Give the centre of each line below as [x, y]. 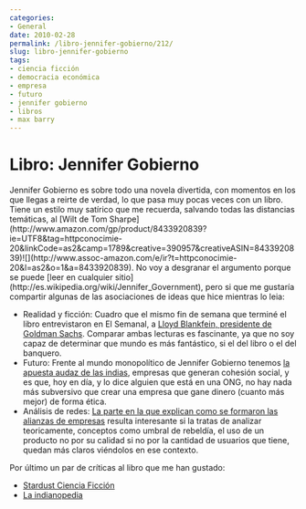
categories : [32, 18]
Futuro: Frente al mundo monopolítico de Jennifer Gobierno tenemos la [156, 363]
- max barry [32, 119]
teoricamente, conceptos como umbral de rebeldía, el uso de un [143, 431]
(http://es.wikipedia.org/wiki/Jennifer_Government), [106, 287]
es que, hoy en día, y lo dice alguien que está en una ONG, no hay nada [157, 382]
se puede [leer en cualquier [61, 277]
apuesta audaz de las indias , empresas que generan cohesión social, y [156, 373]
